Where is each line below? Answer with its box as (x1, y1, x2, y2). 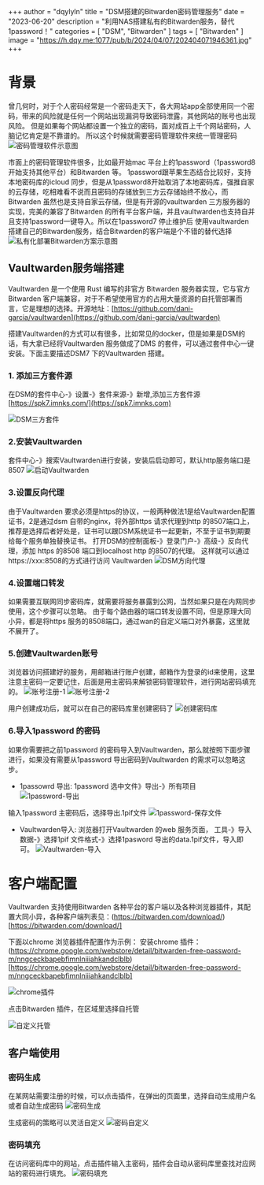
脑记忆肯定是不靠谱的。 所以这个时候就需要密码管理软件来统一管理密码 (8, 131, 237, 140)
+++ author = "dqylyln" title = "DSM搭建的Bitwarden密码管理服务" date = (8, 7, 245, 16)
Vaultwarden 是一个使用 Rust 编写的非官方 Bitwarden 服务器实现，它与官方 (8, 284, 251, 293)
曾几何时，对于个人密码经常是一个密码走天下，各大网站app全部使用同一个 (8, 101, 248, 110)
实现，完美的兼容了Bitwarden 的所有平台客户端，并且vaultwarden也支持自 (8, 206, 249, 216)
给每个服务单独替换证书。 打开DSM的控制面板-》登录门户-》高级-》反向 (8, 536, 242, 545)
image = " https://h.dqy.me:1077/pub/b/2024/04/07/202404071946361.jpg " (8, 35, 252, 45)
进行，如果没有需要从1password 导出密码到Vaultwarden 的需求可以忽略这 (8, 755, 246, 764)
